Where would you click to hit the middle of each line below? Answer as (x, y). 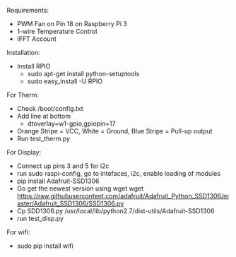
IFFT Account (37, 39)
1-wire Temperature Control (57, 31)
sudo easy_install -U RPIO (65, 81)
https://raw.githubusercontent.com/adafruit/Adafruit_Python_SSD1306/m (123, 196)
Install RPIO (34, 66)
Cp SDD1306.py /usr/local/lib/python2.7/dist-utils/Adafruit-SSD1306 (116, 211)
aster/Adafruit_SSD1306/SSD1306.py (70, 203)
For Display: (24, 152)
